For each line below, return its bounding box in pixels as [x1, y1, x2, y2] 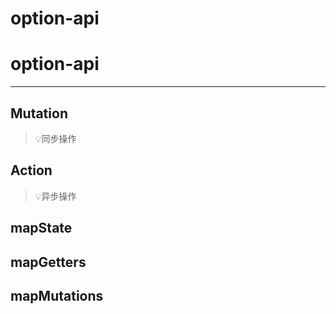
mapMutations [10, 287, 104, 304]
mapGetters [10, 253, 87, 271]
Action [10, 162, 53, 179]
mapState [10, 220, 73, 237]
